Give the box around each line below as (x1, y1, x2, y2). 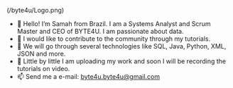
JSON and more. (16, 49, 66, 58)
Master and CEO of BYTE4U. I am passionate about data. (16, 27, 184, 35)
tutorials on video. (16, 65, 70, 73)
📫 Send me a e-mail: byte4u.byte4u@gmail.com (16, 73, 161, 80)
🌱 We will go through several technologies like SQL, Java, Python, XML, (16, 42, 227, 50)
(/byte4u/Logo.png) (6, 6, 65, 14)
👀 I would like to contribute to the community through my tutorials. (16, 34, 211, 43)
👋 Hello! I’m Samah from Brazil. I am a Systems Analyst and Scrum (16, 20, 211, 27)
